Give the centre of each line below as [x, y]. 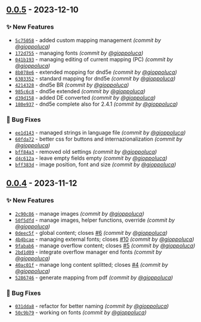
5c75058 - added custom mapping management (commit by [88, 40]
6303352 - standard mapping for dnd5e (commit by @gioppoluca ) [95, 78]
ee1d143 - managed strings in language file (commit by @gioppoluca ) [100, 132]
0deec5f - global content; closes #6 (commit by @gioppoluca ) [91, 232]
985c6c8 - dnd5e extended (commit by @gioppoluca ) [80, 91]
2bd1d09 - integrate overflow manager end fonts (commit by [88, 252]
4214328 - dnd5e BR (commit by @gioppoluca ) [72, 85]
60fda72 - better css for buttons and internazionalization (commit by [99, 139]
